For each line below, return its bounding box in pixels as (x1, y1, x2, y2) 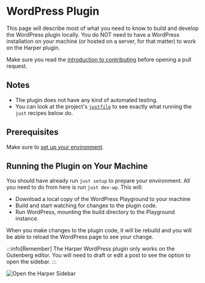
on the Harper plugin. (6, 44, 60, 51)
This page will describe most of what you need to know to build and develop (6, 24, 199, 32)
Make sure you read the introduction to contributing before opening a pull (6, 56, 192, 63)
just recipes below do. (15, 109, 73, 117)
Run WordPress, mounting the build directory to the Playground (15, 208, 176, 216)
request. (6, 62, 28, 70)
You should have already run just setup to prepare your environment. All (6, 177, 190, 185)
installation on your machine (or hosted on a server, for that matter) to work (6, 37, 196, 45)
